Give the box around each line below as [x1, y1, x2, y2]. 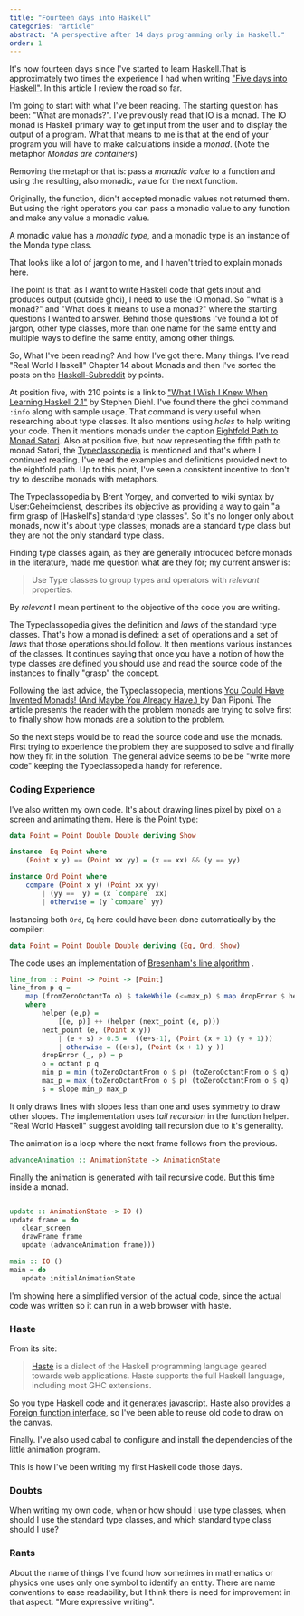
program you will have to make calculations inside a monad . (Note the [9, 139, 270, 150]
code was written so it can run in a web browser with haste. [9, 1300, 233, 1310]
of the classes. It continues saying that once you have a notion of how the [9, 648, 285, 659]
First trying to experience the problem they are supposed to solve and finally [9, 741, 295, 753]
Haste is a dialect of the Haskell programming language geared [31, 1360, 267, 1371]
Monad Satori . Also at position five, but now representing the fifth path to [9, 435, 281, 446]
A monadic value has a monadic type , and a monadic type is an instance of [9, 230, 290, 241]
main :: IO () [9, 1257, 63, 1266]
